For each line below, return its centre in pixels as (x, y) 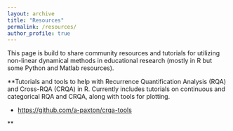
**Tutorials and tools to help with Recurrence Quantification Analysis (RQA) (117, 82)
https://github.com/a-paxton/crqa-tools (74, 110)
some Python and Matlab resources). (61, 68)
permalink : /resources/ (42, 27)
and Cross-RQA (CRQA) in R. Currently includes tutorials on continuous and (116, 89)
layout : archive (31, 14)
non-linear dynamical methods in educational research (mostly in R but (110, 61)
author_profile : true (39, 33)
